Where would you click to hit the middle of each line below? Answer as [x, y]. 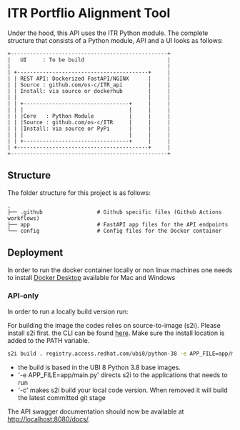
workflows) [24, 218]
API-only [23, 296]
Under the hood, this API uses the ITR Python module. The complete [108, 33]
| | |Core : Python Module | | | [89, 116]
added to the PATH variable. [49, 340]
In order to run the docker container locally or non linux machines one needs [120, 270]
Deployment [35, 252]
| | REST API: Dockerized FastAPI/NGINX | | [89, 79]
